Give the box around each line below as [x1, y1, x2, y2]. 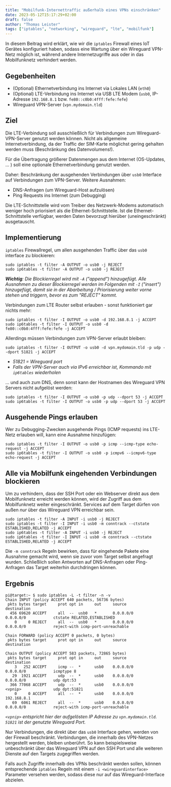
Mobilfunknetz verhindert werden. [5, 57, 77, 63]
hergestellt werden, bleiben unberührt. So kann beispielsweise [5, 740, 137, 746]
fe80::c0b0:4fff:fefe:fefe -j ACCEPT [5, 326, 86, 331]
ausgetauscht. [5, 218, 36, 224]
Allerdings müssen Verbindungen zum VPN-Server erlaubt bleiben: [5, 335, 146, 341]
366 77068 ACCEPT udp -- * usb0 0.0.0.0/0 [10, 682, 134, 687]
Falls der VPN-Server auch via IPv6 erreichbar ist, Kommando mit [12, 364, 152, 370]
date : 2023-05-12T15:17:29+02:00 [5, 12, 77, 17]
